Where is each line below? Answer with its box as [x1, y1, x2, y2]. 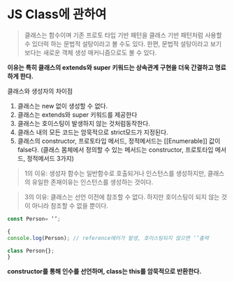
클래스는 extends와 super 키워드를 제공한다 [17, 110, 138, 119]
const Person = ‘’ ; [7, 215, 61, 223]
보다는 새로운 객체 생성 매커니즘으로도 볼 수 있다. [24, 48, 157, 57]
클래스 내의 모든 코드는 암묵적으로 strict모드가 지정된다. [17, 127, 169, 136]
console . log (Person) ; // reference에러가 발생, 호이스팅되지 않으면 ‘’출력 [7, 234, 210, 241]
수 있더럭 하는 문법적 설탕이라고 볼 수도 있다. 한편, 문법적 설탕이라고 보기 [24, 39, 222, 48]
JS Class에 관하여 [7, 6, 107, 22]
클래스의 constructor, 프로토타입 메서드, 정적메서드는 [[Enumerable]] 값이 [17, 136, 221, 145]
